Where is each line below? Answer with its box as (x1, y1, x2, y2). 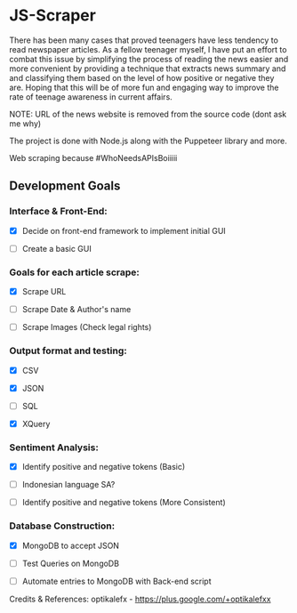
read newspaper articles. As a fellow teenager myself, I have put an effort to (9, 44, 287, 54)
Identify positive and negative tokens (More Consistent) (21, 497, 226, 508)
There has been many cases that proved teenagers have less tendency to (9, 35, 278, 45)
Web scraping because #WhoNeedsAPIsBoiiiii (9, 152, 178, 163)
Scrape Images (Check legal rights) (21, 322, 152, 333)
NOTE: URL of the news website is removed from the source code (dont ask (9, 109, 287, 119)
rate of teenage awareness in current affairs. (9, 91, 173, 102)
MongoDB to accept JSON (21, 540, 120, 551)
